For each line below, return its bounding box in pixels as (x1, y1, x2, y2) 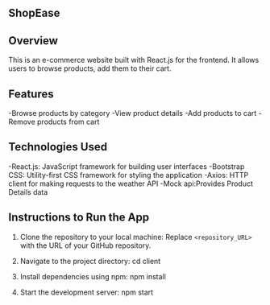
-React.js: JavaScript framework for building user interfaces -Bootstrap (8, 161, 245, 171)
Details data (8, 187, 48, 196)
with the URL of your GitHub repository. (19, 241, 152, 250)
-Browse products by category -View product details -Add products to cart (8, 109, 257, 118)
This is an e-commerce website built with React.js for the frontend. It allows (8, 56, 260, 65)
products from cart (37, 117, 100, 127)
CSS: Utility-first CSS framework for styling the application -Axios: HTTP (8, 170, 249, 179)
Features (8, 87, 54, 101)
